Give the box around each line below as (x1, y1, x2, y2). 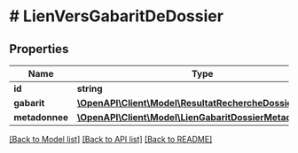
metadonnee (13, 111, 69, 123)
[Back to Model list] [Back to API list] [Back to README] (9, 134, 213, 144)
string (76, 82, 104, 95)
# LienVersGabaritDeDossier (9, 6, 224, 27)
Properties (9, 42, 69, 57)
